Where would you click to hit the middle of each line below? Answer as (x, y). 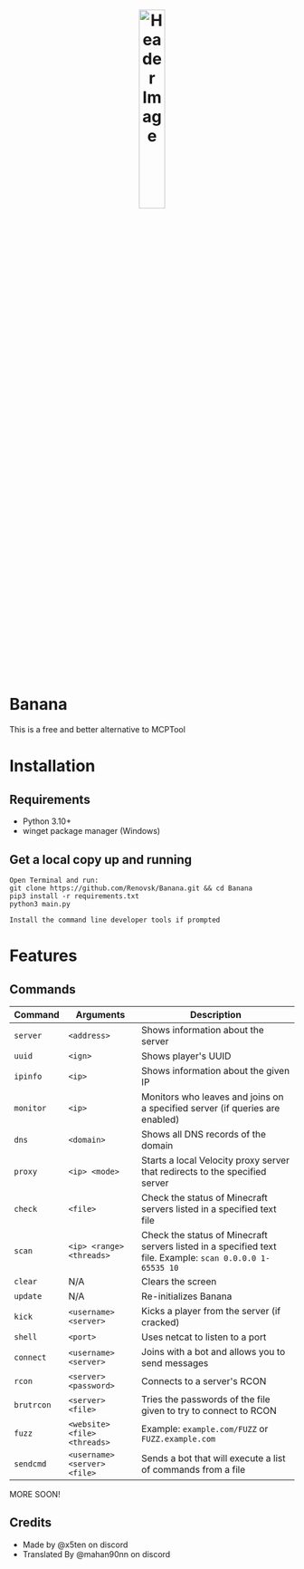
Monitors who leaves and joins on (213, 1097)
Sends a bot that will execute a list (214, 1458)
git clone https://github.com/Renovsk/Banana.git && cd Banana (131, 888)
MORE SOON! (35, 1494)
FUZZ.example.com (179, 1438)
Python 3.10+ (47, 821)
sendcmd (30, 1463)
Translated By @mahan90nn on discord (96, 1554)
